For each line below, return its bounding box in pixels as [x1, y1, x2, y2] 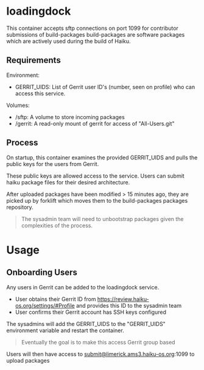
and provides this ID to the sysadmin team [76, 302, 181, 309]
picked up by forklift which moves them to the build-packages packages [6, 197, 188, 204]
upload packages [6, 357, 50, 364]
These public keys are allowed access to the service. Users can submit [6, 172, 185, 180]
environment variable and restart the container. [6, 327, 124, 334]
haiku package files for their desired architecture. [6, 178, 130, 186]
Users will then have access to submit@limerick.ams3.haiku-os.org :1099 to [6, 350, 195, 358]
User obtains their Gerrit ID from [15, 295, 96, 303]
